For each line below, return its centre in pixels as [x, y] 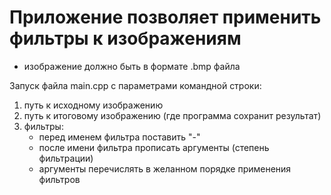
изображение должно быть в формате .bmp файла [132, 66]
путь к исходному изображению [93, 105]
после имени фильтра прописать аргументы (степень [154, 147]
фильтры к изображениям [125, 38]
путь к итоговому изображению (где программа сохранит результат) [172, 115]
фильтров [59, 179]
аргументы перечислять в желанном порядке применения [165, 168]
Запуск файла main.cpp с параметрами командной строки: [135, 85]
